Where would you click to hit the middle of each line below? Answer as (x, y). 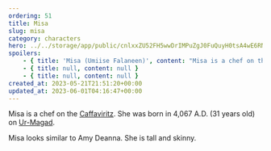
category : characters (45, 38)
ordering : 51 (30, 16)
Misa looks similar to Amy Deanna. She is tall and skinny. (102, 138)
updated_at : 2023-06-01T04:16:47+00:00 (75, 91)
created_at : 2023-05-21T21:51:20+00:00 (75, 83)
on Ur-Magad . (31, 123)
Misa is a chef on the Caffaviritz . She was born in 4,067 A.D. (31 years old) (132, 114)
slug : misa (27, 31)
